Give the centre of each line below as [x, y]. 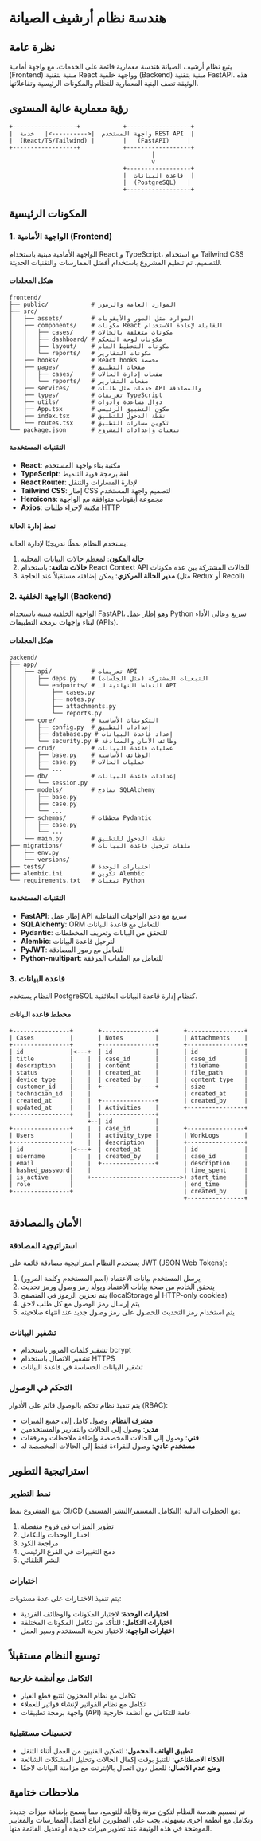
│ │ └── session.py [49, 783]
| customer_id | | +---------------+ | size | [129, 1087]
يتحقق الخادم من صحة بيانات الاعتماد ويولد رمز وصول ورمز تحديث [118, 1287]
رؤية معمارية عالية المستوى [69, 108]
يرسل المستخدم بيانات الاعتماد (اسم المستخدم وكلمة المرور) [111, 1278]
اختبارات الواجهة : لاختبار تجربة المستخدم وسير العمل [97, 1631]
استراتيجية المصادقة [43, 1245]
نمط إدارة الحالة [33, 526]
